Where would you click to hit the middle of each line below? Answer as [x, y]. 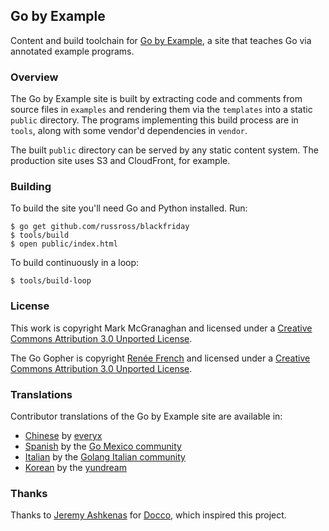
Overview [34, 77]
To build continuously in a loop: [75, 263]
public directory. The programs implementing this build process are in [154, 120]
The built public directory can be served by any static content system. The [164, 150]
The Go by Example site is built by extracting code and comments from [156, 99]
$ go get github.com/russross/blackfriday [100, 227]
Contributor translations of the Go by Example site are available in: [146, 416]
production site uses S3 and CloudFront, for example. [120, 161]
